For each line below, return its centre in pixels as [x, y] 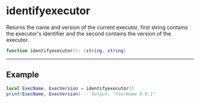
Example [23, 75]
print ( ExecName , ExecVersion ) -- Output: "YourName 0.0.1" [81, 94]
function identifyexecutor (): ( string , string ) [66, 51]
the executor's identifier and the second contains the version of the [89, 33]
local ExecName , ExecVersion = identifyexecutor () [70, 88]
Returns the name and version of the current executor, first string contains [97, 27]
